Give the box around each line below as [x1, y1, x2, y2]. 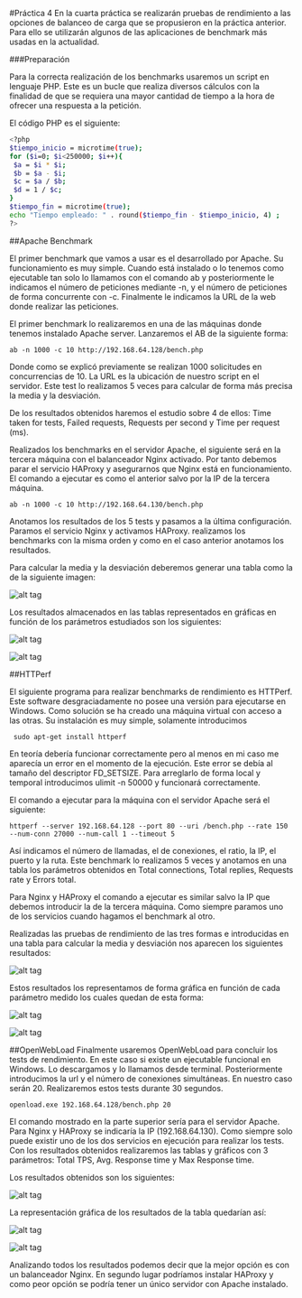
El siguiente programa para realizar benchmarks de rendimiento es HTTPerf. [9, 686, 293, 697]
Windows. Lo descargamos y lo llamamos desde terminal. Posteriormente [9, 1063, 283, 1074]
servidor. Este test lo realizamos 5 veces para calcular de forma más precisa [9, 380, 293, 391]
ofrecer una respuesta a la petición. [9, 100, 142, 111]
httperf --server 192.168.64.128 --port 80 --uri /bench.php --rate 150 [9, 821, 288, 830]
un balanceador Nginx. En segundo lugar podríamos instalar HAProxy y [9, 1268, 274, 1280]
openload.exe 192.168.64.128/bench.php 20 [9, 1100, 171, 1109]
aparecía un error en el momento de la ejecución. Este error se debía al [9, 757, 273, 768]
